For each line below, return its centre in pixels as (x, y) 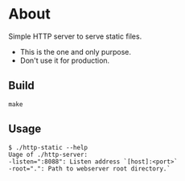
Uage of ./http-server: (48, 154)
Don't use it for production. (65, 60)
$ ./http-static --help (48, 147)
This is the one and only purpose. (75, 51)
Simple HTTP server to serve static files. (75, 36)
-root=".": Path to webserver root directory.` (90, 169)
